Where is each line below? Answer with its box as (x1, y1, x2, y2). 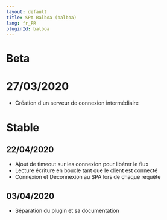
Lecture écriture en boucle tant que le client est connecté (14, 167, 158, 174)
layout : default (6, 8, 47, 15)
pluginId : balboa (6, 25, 50, 32)
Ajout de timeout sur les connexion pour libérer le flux (14, 161, 149, 168)
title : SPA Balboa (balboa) (6, 15, 77, 21)
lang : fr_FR (6, 20, 36, 26)
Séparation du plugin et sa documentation (14, 207, 119, 215)
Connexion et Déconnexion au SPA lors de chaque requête (14, 173, 161, 181)
